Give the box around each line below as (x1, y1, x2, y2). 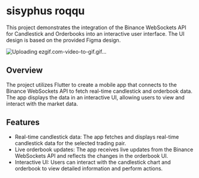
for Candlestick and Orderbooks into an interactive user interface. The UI (6, 30, 185, 37)
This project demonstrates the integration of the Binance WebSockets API (6, 24, 187, 31)
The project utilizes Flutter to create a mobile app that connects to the (6, 81, 177, 88)
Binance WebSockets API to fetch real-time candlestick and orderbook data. (6, 88, 193, 95)
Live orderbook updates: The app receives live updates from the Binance (14, 146, 194, 153)
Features (6, 117, 40, 127)
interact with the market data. (6, 100, 78, 107)
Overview (6, 65, 43, 76)
